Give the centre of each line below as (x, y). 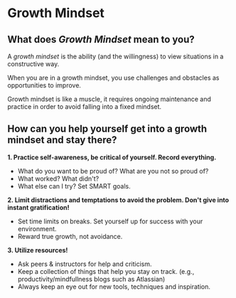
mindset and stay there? (62, 140)
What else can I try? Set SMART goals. (74, 186)
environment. (37, 228)
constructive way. (33, 64)
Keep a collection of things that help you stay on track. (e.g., (106, 271)
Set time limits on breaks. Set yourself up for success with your (110, 221)
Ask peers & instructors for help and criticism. (85, 264)
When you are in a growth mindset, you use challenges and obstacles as (113, 78)
